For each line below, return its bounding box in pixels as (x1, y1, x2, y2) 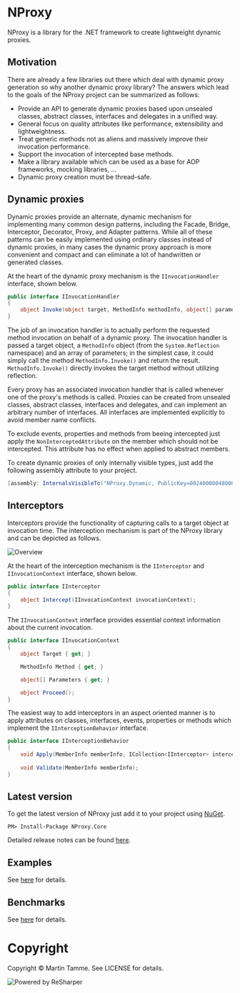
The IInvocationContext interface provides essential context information (7, 616, 221, 624)
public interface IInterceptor (7, 583, 101, 590)
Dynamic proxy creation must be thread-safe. (17, 172, 152, 181)
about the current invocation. (7, 623, 93, 632)
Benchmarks (7, 896, 66, 908)
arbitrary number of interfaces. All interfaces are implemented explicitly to (7, 408, 225, 416)
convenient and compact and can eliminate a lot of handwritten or (7, 250, 201, 259)
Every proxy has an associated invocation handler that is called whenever (7, 385, 224, 394)
